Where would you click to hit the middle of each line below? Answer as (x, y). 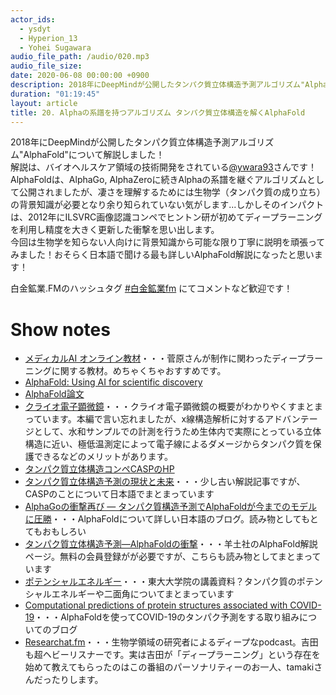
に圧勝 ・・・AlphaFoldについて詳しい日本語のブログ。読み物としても (167, 519)
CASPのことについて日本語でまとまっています (119, 494)
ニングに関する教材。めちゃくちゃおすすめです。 (125, 371)
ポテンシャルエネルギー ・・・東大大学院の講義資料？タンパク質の (160, 582)
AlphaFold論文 (54, 394)
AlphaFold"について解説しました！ (94, 155)
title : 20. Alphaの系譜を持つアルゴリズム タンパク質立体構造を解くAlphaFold (158, 112)
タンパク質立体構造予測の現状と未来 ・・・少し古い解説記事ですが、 (165, 482)
